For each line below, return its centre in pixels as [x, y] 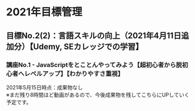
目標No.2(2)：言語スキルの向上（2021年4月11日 [94, 36]
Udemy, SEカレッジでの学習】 [88, 47]
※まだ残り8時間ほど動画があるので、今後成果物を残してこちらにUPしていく [98, 95]
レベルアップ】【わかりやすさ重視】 [74, 73]
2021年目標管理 [44, 12]
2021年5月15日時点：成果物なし [44, 87]
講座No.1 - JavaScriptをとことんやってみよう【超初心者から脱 [94, 65]
